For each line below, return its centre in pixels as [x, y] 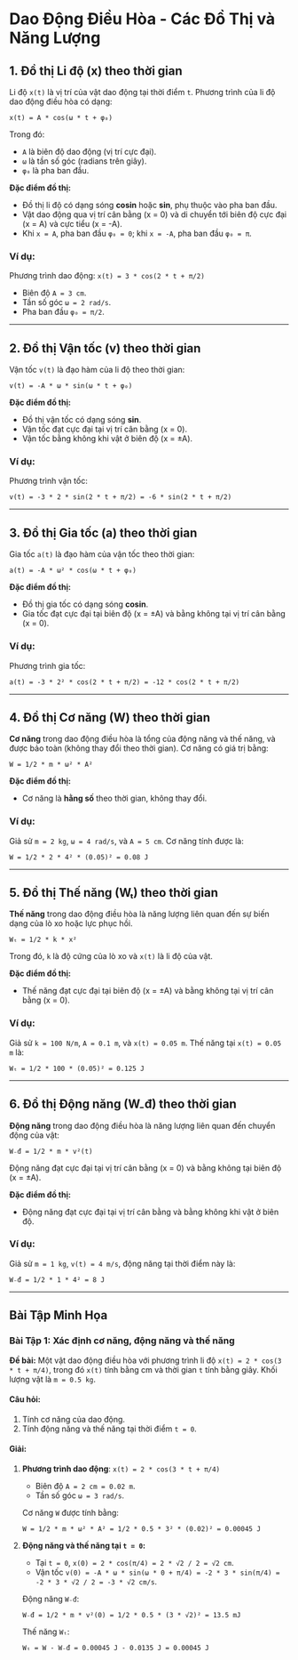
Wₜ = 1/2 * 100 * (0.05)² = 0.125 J [77, 1068]
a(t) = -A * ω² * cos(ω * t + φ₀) [73, 571]
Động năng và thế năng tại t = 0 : [84, 1545]
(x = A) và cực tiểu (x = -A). [72, 224]
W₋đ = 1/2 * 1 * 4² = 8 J [57, 1280]
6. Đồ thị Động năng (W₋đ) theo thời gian [123, 1104]
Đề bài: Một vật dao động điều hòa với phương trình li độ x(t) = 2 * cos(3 [145, 1360]
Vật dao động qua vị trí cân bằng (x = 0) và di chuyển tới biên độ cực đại [154, 214]
